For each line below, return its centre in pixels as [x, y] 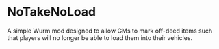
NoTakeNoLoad [52, 12]
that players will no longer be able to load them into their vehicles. [100, 37]
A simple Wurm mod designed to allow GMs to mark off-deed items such [110, 31]
